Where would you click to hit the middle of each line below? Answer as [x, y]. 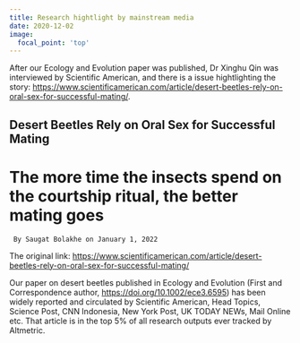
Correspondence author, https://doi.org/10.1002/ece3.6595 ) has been [137, 292]
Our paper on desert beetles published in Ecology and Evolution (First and [146, 282]
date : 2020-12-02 [42, 26]
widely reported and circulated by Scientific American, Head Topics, [135, 302]
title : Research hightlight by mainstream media [102, 17]
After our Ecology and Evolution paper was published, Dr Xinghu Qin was [144, 68]
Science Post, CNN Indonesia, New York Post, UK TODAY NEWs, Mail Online [150, 311]
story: [20, 87]
